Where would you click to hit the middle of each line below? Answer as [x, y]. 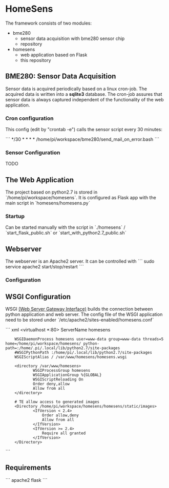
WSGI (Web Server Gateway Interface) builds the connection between [79, 309]
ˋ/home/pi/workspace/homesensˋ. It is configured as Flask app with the [81, 198]
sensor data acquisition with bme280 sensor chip [72, 38]
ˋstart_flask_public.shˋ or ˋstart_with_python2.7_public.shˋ [66, 233]
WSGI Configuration [38, 297]
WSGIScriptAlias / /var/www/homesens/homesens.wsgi [71, 357]
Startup [15, 217]
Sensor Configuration [33, 153]
